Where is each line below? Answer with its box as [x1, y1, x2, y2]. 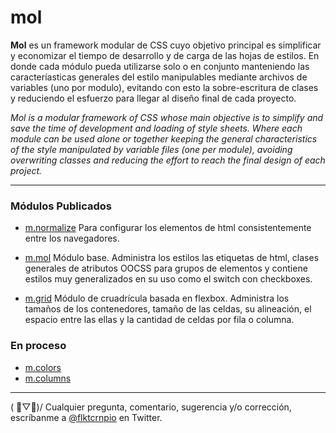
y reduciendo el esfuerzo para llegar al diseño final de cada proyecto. [10, 92, 297, 104]
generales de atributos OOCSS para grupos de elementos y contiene [24, 262, 308, 275]
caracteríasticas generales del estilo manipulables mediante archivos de [10, 71, 308, 83]
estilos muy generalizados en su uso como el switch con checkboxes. [24, 273, 313, 285]
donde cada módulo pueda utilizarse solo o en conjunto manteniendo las [10, 60, 310, 72]
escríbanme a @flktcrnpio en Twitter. [10, 411, 163, 423]
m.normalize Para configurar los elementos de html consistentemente [24, 222, 312, 234]
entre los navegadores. [24, 232, 120, 245]
